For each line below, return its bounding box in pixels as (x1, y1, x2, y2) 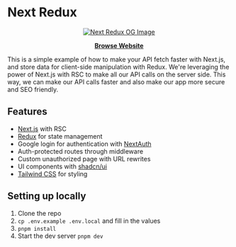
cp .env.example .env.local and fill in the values (17, 217, 161, 225)
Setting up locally (7, 190, 86, 202)
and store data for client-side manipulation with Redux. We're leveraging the (7, 62, 230, 71)
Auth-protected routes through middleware (17, 147, 144, 156)
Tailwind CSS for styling (17, 169, 88, 178)
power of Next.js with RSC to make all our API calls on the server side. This (7, 70, 226, 79)
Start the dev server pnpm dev (17, 231, 103, 240)
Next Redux (7, 4, 78, 21)
